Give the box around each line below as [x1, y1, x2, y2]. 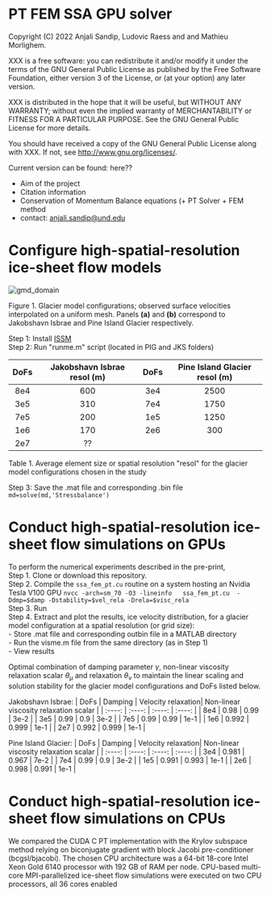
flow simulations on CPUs [50, 809, 226, 828]
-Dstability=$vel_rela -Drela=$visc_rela [48, 596, 190, 604]
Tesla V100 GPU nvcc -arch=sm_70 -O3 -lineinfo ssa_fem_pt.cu [8, 587, 230, 597]
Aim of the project [19, 179, 81, 188]
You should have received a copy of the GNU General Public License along [8, 138, 256, 148]
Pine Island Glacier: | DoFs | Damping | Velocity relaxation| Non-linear [8, 738, 240, 747]
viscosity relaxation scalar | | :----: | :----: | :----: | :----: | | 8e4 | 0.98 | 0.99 [8, 705, 260, 715]
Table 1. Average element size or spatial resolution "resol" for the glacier [8, 458, 248, 468]
